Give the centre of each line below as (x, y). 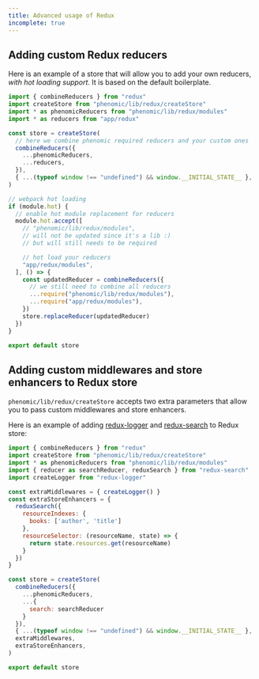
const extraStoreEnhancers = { (60, 499)
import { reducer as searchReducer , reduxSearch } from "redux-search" (128, 470)
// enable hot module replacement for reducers (95, 214)
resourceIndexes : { (54, 514)
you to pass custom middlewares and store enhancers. (98, 410)
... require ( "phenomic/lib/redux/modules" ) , (102, 294)
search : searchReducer (66, 609)
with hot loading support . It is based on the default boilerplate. (110, 82)
